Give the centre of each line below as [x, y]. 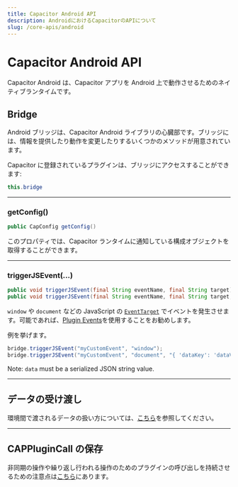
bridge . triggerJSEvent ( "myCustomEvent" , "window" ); [85, 349]
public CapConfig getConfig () [52, 227]
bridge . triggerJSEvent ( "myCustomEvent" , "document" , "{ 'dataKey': [109, 355]
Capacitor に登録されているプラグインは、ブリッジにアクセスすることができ [118, 165]
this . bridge [25, 187]
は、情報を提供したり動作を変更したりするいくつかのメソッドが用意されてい [119, 141]
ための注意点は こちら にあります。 [63, 476]
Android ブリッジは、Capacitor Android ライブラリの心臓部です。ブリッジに [118, 133]
